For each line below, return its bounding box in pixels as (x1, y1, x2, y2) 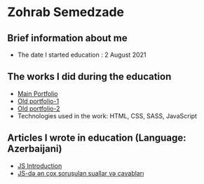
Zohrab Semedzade (7, 4, 125, 20)
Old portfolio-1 (17, 97, 60, 105)
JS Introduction (17, 162, 62, 170)
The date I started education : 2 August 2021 (17, 50, 147, 59)
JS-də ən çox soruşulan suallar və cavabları (17, 169, 144, 177)
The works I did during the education (7, 71, 172, 83)
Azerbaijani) (7, 143, 62, 155)
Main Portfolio (17, 89, 58, 98)
